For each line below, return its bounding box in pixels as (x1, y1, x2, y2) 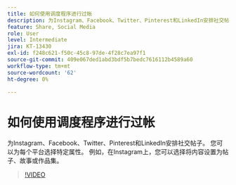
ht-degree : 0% (7, 75, 49, 83)
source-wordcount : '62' (7, 69, 77, 76)
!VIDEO (24, 170, 46, 179)
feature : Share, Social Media (7, 23, 96, 30)
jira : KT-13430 (7, 43, 52, 50)
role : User (7, 30, 39, 37)
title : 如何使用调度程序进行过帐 (7, 10, 93, 18)
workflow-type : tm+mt (7, 63, 71, 70)
